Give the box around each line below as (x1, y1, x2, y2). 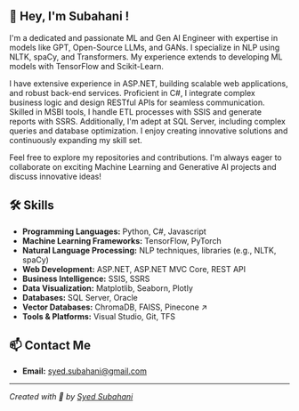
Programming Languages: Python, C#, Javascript (21, 226, 206, 237)
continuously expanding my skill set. (9, 134, 142, 145)
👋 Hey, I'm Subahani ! (9, 9, 130, 24)
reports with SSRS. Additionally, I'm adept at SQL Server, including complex (9, 116, 287, 126)
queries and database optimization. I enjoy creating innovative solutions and (9, 125, 288, 136)
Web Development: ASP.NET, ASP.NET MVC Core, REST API (21, 263, 246, 274)
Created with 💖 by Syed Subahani (9, 391, 133, 402)
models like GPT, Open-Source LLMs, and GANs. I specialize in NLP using (9, 42, 280, 52)
